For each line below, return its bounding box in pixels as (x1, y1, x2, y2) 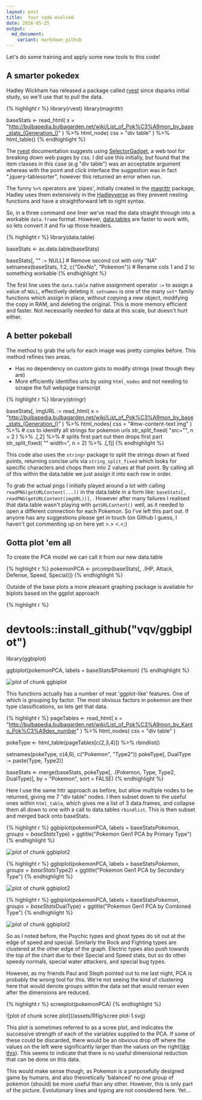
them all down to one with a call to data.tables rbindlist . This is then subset (6, 806, 195, 813)
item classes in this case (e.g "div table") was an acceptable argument (6, 160, 181, 167)
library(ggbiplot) (6, 655, 46, 662)
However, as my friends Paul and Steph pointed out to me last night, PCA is (6, 970, 192, 977)
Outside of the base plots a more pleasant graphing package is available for (6, 583, 194, 591)
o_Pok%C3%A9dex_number (6, 727, 77, 735)
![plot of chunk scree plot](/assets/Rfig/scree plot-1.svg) (6, 1012, 145, 1019)
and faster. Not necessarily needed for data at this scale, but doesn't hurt (6, 306, 188, 314)
